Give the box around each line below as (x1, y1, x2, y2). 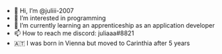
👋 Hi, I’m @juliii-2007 (13, 7, 74, 15)
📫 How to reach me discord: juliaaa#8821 (13, 29, 134, 37)
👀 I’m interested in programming (13, 14, 106, 22)
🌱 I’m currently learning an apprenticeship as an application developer (13, 21, 215, 29)
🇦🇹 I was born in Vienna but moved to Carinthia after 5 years (13, 39, 190, 47)
